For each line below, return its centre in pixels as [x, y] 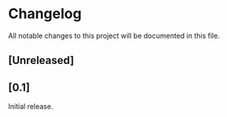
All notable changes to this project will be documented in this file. [114, 36]
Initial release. [31, 107]
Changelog [45, 14]
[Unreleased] [41, 60]
